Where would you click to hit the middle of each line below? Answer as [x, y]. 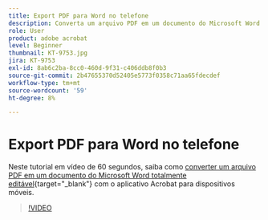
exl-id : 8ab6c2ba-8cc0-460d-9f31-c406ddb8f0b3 [87, 68]
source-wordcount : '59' [48, 90]
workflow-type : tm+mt [45, 83]
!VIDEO [40, 208]
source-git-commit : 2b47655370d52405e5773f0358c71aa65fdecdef [114, 75]
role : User [26, 31]
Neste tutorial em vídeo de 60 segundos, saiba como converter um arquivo [132, 167]
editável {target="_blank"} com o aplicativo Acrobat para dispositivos [122, 184]
